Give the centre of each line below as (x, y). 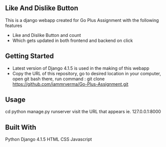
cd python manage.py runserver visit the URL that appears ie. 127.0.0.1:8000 (83, 112)
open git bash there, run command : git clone (58, 79)
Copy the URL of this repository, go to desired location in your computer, (87, 73)
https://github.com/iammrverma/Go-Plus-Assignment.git (70, 84)
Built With (21, 127)
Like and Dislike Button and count (46, 35)
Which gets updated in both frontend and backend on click (73, 40)
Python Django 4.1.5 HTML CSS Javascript (48, 140)
